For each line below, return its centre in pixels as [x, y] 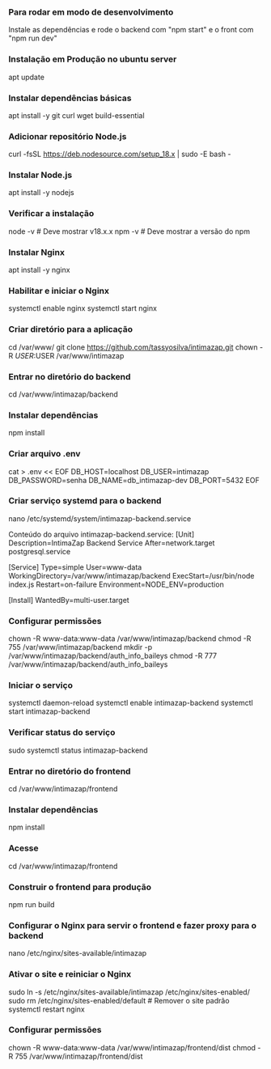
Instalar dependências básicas [70, 98]
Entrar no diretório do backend [70, 376]
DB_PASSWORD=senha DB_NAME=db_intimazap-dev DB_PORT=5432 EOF [134, 480]
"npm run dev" [33, 38]
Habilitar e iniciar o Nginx [59, 291]
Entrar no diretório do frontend [70, 771]
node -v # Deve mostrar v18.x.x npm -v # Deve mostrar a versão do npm [129, 231]
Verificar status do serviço [62, 732]
